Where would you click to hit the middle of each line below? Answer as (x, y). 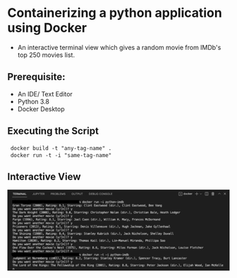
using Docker (47, 28)
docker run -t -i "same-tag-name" (61, 155)
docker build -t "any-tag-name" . (61, 148)
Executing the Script (53, 131)
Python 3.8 (33, 101)
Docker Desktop (41, 109)
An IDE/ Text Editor (45, 94)
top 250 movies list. (46, 55)
